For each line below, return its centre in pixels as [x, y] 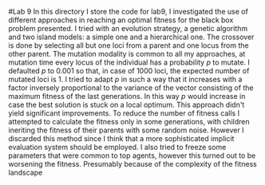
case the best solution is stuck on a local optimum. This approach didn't [127, 104]
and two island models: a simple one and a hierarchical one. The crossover [131, 37]
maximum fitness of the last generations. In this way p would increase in [127, 96]
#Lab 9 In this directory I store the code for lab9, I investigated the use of [129, 12]
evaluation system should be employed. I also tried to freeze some [117, 147]
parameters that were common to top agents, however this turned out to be [132, 155]
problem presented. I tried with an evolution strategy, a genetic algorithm [128, 28]
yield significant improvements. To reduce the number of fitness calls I [124, 113]
